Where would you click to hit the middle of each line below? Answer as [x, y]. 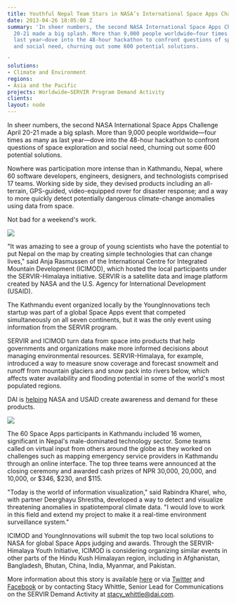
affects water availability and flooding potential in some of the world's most [116, 378]
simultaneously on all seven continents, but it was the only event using [109, 320]
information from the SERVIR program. [63, 327]
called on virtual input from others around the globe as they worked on [110, 448]
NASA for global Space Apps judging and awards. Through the [98, 543]
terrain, [18, 191]
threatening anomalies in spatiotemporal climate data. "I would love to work [116, 507]
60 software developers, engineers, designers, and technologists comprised [118, 176]
